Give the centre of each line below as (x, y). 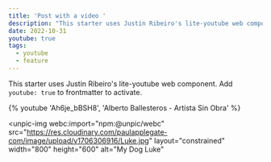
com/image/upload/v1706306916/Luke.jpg (79, 140)
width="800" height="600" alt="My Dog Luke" (86, 149)
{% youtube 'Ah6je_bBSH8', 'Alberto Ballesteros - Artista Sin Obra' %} (125, 108)
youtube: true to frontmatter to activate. (75, 92)
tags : (17, 46)
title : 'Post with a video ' (57, 16)
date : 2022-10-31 (38, 31)
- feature (32, 61)
